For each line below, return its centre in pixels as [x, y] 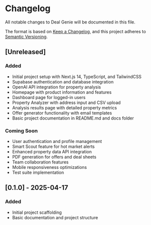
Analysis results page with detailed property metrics [64, 107]
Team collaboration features [40, 162]
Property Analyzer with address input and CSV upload [66, 102]
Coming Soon [21, 131]
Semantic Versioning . [26, 37]
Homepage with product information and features [62, 92]
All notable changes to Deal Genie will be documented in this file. [70, 22]
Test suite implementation [38, 172]
